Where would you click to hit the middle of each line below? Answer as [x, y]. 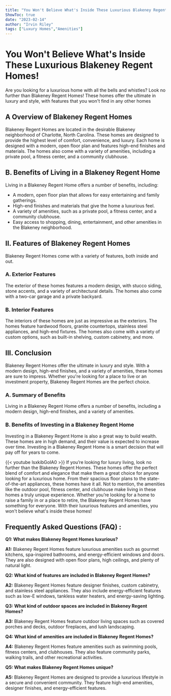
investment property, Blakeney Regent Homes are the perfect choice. [78, 382]
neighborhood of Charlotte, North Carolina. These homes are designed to [82, 135]
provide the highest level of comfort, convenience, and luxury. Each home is [85, 140]
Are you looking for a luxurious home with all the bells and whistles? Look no [85, 90]
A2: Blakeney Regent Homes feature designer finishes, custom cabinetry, [82, 585]
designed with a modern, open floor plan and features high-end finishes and [85, 146]
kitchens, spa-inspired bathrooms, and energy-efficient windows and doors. [85, 554]
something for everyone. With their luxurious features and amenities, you [82, 505]
